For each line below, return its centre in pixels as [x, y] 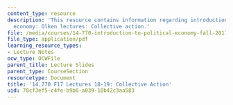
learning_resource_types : [44, 46]
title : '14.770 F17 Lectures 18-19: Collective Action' [89, 84]
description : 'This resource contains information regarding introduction [118, 20]
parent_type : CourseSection [48, 71]
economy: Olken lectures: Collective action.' [82, 26]
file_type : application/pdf [48, 39]
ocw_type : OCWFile [34, 59]
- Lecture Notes [31, 52]
